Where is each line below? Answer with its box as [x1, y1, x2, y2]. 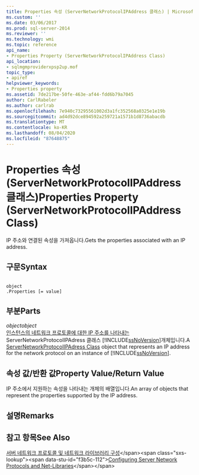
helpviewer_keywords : [6, 81, 60, 87]
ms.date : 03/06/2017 [6, 20, 57, 26]
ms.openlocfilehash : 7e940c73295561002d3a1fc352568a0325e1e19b [6, 108, 166, 114]
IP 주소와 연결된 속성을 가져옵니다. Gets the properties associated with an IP [6, 236, 185, 243]
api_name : [6, 47, 31, 53]
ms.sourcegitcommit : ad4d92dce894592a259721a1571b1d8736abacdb [6, 113, 166, 119]
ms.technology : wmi [6, 36, 54, 42]
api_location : [6, 58, 41, 64]
